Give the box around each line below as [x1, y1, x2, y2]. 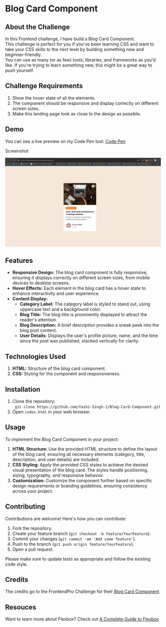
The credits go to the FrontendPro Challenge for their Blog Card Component [5, 588, 160, 595]
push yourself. [5, 67, 35, 73]
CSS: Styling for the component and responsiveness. [12, 371, 121, 377]
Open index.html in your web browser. [12, 409, 91, 414]
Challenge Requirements [5, 82, 83, 90]
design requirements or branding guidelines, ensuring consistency [12, 483, 148, 489]
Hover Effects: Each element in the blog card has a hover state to [12, 285, 146, 291]
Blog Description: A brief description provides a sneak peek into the [19, 322, 159, 328]
